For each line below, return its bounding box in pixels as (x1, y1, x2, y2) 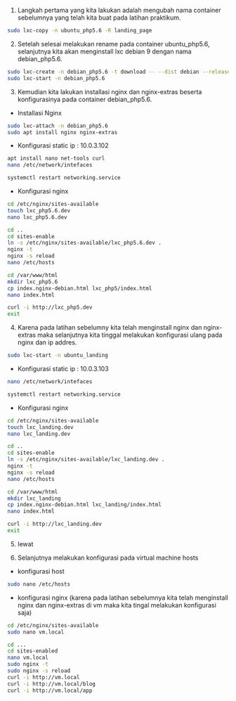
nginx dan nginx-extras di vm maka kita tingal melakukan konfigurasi (17, 600, 216, 609)
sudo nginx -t (7, 661, 49, 668)
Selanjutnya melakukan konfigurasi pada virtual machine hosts (17, 553, 199, 562)
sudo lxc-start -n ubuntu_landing (7, 352, 109, 359)
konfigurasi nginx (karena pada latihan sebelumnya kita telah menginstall (17, 593, 228, 602)
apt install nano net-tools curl (7, 155, 105, 162)
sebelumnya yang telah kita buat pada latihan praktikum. (17, 13, 181, 22)
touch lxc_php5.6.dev (7, 207, 71, 214)
